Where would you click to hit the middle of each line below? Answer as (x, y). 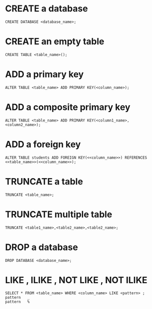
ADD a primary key (45, 74)
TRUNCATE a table (44, 181)
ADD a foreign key (43, 144)
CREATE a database (47, 9)
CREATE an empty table (55, 41)
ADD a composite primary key (68, 107)
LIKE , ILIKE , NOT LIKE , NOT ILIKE (76, 280)
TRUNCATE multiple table (59, 214)
